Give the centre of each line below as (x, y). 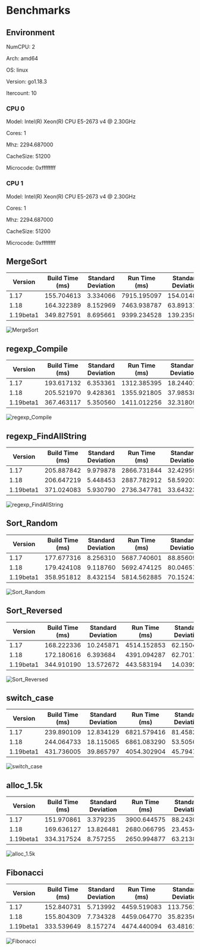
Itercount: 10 (21, 93)
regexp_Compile (37, 349)
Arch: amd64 (22, 58)
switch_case (30, 698)
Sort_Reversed (34, 611)
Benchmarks (38, 10)
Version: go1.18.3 (27, 82)
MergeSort (27, 261)
